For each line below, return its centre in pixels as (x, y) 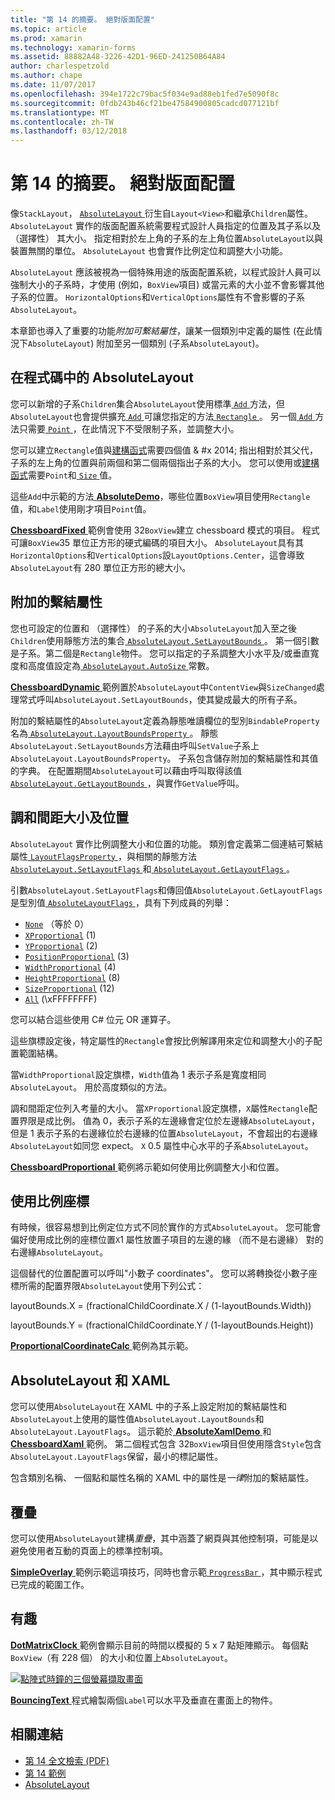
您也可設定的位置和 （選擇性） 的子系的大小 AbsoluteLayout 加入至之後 (154, 628)
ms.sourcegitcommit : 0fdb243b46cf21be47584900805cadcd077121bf (145, 103)
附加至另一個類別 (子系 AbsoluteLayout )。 (180, 343)
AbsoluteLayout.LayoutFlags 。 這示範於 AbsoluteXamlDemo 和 (141, 1432)
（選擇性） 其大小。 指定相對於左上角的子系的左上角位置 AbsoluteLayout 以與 (167, 238)
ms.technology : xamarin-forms (73, 47)
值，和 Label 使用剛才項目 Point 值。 (81, 508)
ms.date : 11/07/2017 (53, 85)
